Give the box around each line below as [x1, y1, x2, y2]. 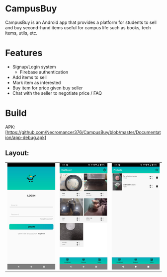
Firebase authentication [19, 69, 69, 75]
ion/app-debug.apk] [5, 135, 46, 140]
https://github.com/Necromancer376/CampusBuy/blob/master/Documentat [6, 129, 161, 135]
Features [5, 48, 43, 59]
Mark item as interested [12, 79, 61, 85]
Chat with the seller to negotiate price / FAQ [12, 90, 102, 96]
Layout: [5, 149, 29, 157]
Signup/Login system [12, 64, 56, 69]
